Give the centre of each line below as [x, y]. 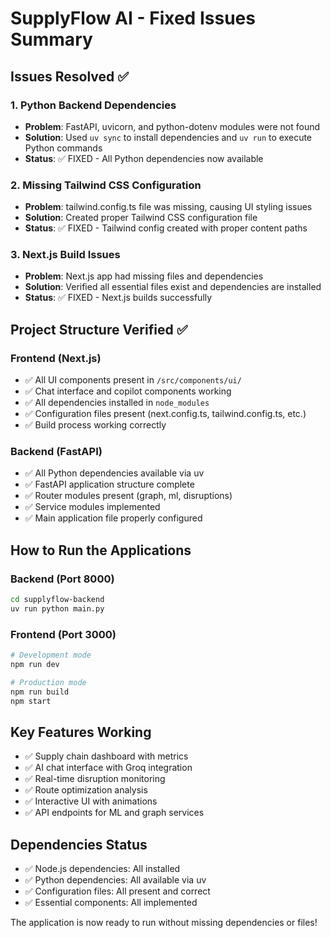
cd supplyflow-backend [57, 600]
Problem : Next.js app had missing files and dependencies [144, 276]
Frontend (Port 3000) [63, 634]
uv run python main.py [57, 609]
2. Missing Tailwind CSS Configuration [106, 185]
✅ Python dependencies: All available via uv [115, 880]
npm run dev [35, 665]
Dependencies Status [79, 844]
